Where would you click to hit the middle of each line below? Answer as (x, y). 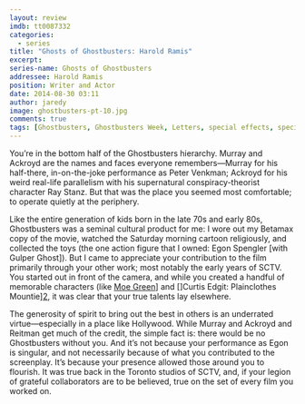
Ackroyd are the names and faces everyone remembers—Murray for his (144, 163)
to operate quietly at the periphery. (74, 202)
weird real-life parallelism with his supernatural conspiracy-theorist (135, 182)
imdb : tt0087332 (40, 26)
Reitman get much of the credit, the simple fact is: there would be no (138, 333)
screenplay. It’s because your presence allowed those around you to (137, 362)
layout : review (38, 18)
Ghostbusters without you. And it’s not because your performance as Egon (149, 343)
